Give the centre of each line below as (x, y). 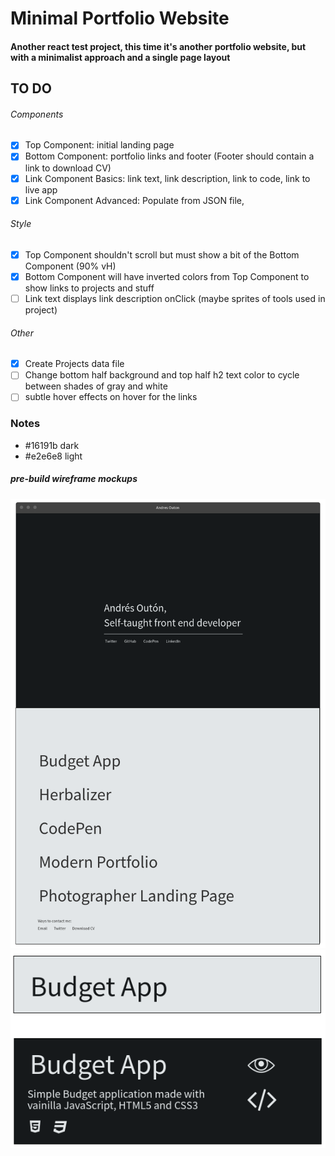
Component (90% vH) (70, 266)
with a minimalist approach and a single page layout (120, 57)
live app (41, 189)
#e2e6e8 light (53, 456)
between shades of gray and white (96, 386)
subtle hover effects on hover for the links (111, 397)
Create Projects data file (74, 364)
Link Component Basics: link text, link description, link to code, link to (167, 178)
